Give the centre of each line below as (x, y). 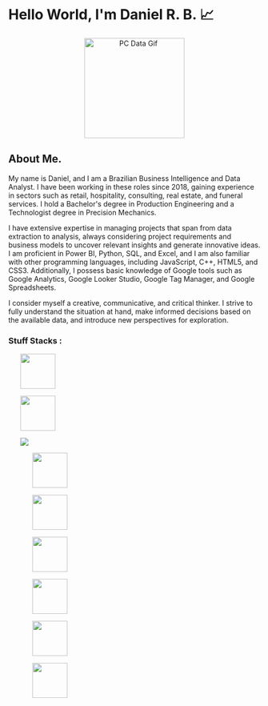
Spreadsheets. (32, 287)
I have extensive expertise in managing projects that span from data (120, 227)
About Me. (35, 159)
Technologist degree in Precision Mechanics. (82, 212)
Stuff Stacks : (35, 340)
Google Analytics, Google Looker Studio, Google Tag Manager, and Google (132, 279)
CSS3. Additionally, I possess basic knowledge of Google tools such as (125, 270)
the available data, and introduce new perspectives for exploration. (118, 319)
